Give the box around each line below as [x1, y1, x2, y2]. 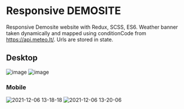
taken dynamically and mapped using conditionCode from [6, 29, 147, 36]
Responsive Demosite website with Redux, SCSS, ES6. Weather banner [6, 23, 178, 30]
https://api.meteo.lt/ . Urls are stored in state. [6, 36, 113, 43]
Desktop [6, 53, 38, 63]
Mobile [6, 83, 26, 91]
